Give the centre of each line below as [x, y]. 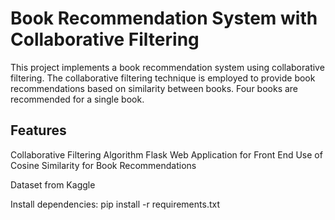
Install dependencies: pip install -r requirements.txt [115, 204]
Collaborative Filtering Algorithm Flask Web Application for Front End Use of [166, 154]
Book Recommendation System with [164, 18]
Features [38, 130]
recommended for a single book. [77, 99]
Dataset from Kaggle [53, 184]
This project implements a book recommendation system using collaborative [167, 67]
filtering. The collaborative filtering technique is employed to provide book [163, 78]
